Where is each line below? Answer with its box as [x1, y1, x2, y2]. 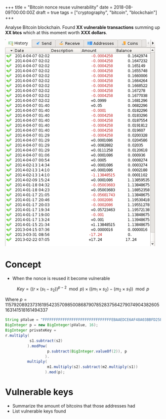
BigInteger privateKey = [5, 328, 56, 333]
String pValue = [5, 317, 39, 322]
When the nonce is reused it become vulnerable [12, 275, 110, 281]
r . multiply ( [5, 333, 30, 338]
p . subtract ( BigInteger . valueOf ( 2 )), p [47, 349, 127, 354]
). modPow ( [27, 344, 48, 349]
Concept [5, 259, 41, 270]
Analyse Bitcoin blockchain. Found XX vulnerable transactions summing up [5, 24, 161, 30]
